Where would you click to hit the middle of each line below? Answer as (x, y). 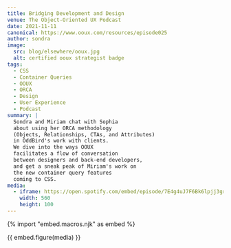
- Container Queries (43, 77)
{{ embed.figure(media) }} (44, 237)
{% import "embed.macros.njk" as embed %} (71, 224)
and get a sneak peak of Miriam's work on (75, 166)
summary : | (23, 115)
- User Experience (40, 103)
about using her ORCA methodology (63, 128)
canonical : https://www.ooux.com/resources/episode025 (87, 33)
